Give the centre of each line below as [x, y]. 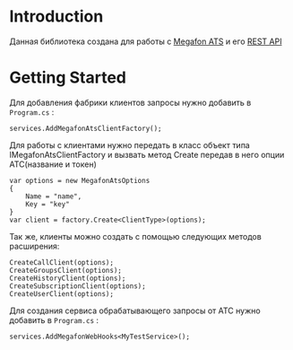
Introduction [56, 17]
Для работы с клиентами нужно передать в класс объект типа [130, 144]
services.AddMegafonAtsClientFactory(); [86, 128]
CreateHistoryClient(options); [68, 278]
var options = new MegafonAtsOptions [80, 180]
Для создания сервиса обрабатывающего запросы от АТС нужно [135, 311]
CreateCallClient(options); [62, 262]
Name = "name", [54, 196]
